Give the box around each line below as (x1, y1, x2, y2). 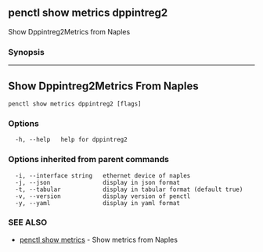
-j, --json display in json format (15, 178, 180, 186)
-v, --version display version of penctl (15, 192, 191, 200)
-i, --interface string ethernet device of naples (15, 171, 191, 179)
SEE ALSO (8, 217, 48, 228)
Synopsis (8, 46, 45, 57)
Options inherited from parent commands (8, 154, 170, 165)
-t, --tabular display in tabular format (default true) (15, 185, 243, 193)
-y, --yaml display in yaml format (15, 199, 180, 207)
